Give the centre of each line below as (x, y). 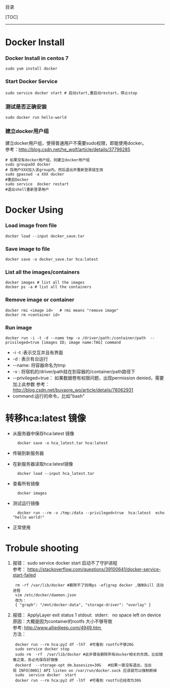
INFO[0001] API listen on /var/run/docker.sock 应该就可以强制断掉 (88, 670)
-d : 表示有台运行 (30, 359)
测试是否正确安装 (26, 107)
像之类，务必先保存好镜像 (35, 660)
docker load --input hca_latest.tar (56, 473)
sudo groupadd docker (28, 165)
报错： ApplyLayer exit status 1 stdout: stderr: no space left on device (87, 615)
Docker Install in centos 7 (37, 58)
